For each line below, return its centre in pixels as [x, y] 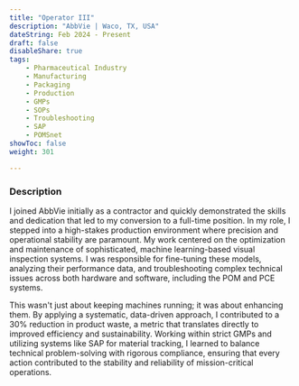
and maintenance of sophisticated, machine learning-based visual [132, 249]
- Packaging [48, 85]
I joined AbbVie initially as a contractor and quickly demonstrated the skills [148, 211]
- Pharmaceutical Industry [76, 69]
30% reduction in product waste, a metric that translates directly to [134, 324]
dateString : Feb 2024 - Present [70, 34]
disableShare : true [46, 51]
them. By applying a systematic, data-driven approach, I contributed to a [145, 314]
